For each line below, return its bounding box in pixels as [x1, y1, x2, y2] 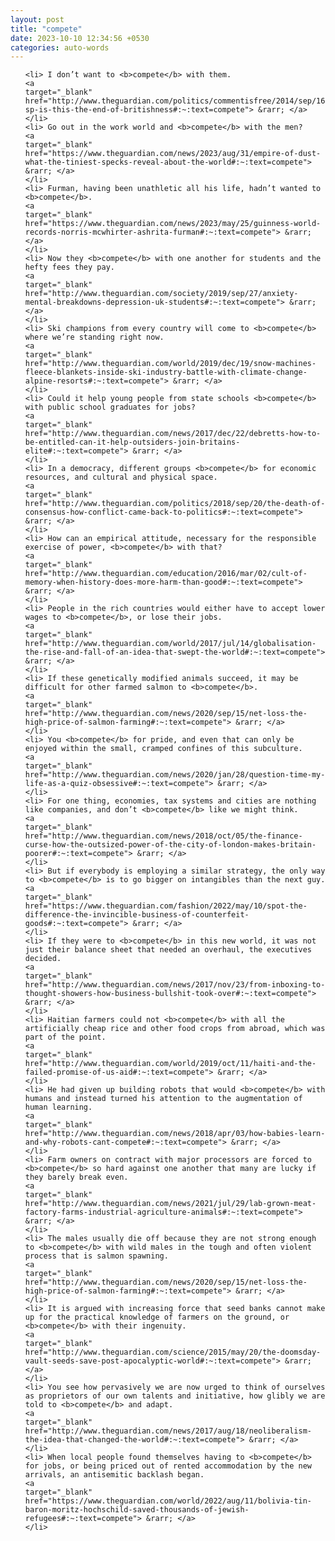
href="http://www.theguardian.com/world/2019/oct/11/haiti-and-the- [24, 1059, 317, 1069]
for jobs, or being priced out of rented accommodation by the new [24, 1461, 312, 1471]
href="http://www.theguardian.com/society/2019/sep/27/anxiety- [24, 289, 299, 299]
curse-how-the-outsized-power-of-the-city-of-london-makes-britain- [24, 840, 317, 850]
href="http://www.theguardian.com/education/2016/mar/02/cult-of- [24, 569, 308, 579]
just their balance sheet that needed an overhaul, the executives [24, 945, 312, 955]
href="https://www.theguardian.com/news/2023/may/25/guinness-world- [24, 219, 322, 229]
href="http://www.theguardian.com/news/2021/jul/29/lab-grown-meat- [24, 1199, 317, 1209]
